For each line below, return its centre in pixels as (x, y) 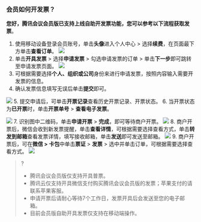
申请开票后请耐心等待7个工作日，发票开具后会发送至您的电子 (105, 198)
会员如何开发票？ (31, 9)
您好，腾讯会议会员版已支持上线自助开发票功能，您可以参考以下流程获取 (95, 24)
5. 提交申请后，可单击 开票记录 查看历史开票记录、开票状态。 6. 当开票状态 (104, 101)
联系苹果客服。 (48, 191)
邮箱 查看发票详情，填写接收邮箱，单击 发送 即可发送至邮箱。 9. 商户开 (105, 136)
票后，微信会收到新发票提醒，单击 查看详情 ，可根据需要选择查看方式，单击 (98, 129)
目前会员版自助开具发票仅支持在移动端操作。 (85, 213)
